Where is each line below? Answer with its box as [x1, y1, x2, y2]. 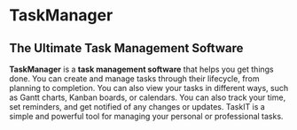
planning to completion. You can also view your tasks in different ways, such [9, 83, 289, 93]
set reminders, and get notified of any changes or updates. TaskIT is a [9, 102, 266, 111]
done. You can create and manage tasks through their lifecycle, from [9, 73, 260, 84]
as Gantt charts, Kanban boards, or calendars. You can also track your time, [9, 92, 286, 103]
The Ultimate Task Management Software [9, 41, 244, 56]
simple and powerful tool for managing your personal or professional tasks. [9, 111, 284, 121]
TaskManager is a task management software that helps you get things [9, 64, 275, 74]
